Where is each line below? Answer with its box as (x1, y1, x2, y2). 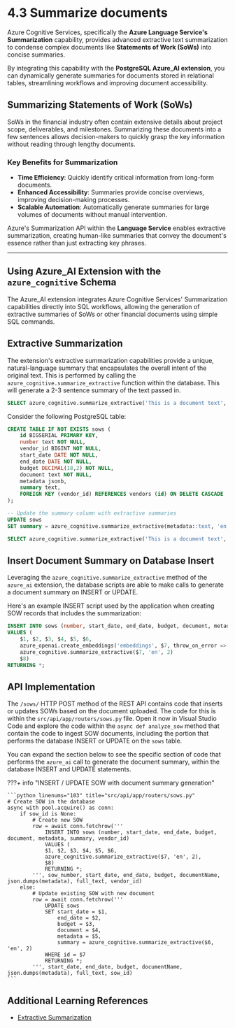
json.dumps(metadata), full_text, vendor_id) (7, 878, 142, 885)
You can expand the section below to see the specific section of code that (7, 750, 222, 759)
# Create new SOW (32, 817, 83, 824)
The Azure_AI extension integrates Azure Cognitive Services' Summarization (7, 295, 228, 304)
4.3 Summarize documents (7, 5, 168, 21)
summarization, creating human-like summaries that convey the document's (7, 231, 227, 240)
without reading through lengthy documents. (7, 140, 136, 148)
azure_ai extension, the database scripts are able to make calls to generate (7, 580, 224, 589)
